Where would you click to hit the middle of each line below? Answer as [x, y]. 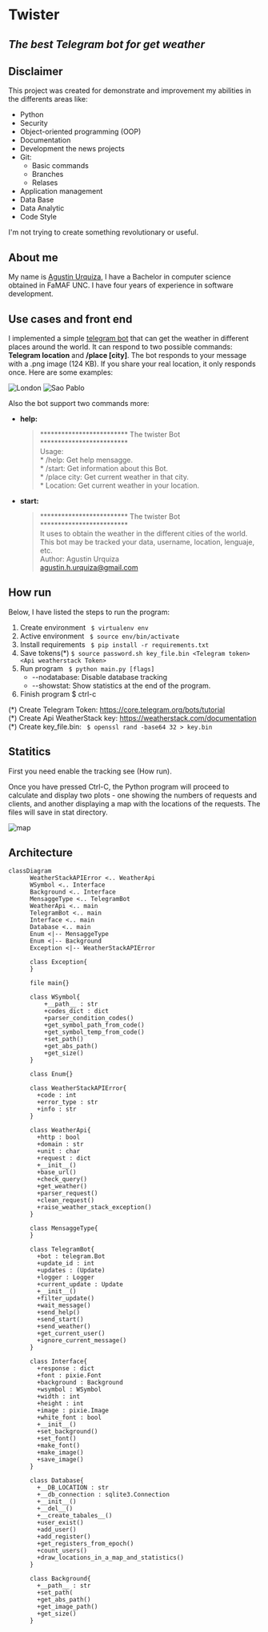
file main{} [49, 983]
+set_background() [68, 1432]
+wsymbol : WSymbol [70, 1390]
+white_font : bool [70, 1418]
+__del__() [55, 1509]
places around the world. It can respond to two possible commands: [121, 347]
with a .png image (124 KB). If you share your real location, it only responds [132, 364]
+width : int [59, 1397]
